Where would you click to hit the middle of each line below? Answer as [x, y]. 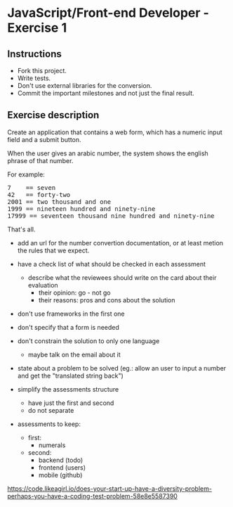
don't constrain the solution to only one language [88, 341]
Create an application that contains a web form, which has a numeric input [115, 132]
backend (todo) [61, 460]
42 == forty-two [39, 194]
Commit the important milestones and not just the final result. [106, 93]
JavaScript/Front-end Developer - [108, 13]
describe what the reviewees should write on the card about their [122, 277]
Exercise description [53, 115]
